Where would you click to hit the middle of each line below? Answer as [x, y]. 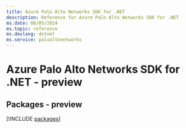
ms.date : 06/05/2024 [32, 23]
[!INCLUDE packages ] [33, 119]
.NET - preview [44, 82]
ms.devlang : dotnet [31, 34]
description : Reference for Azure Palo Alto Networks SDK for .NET [93, 17]
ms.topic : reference [32, 29]
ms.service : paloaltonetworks [44, 40]
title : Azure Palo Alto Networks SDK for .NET [66, 12]
